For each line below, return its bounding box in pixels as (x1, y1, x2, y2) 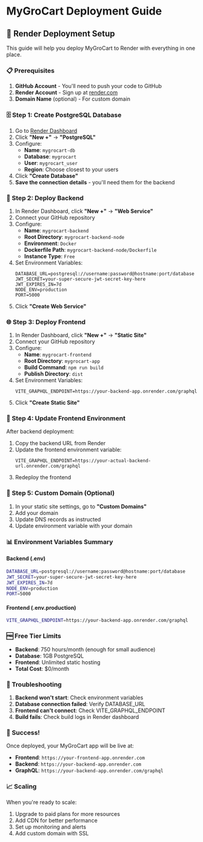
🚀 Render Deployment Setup (6, 29, 115, 39)
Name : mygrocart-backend (24, 226, 89, 234)
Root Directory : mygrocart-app (24, 357, 101, 365)
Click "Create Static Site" (15, 399, 80, 406)
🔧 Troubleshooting (6, 680, 62, 689)
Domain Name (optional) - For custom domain (15, 95, 131, 103)
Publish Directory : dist (24, 370, 84, 377)
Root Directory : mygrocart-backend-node (24, 233, 125, 240)
